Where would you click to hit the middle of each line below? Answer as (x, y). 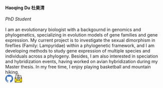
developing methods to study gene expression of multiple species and (78, 51)
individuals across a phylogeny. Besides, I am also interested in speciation (82, 56)
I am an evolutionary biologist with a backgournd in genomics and (73, 29)
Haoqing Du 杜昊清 (25, 7)
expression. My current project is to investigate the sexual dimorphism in (80, 40)
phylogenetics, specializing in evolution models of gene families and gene (81, 35)
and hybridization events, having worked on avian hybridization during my (81, 61)
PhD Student (18, 19)
